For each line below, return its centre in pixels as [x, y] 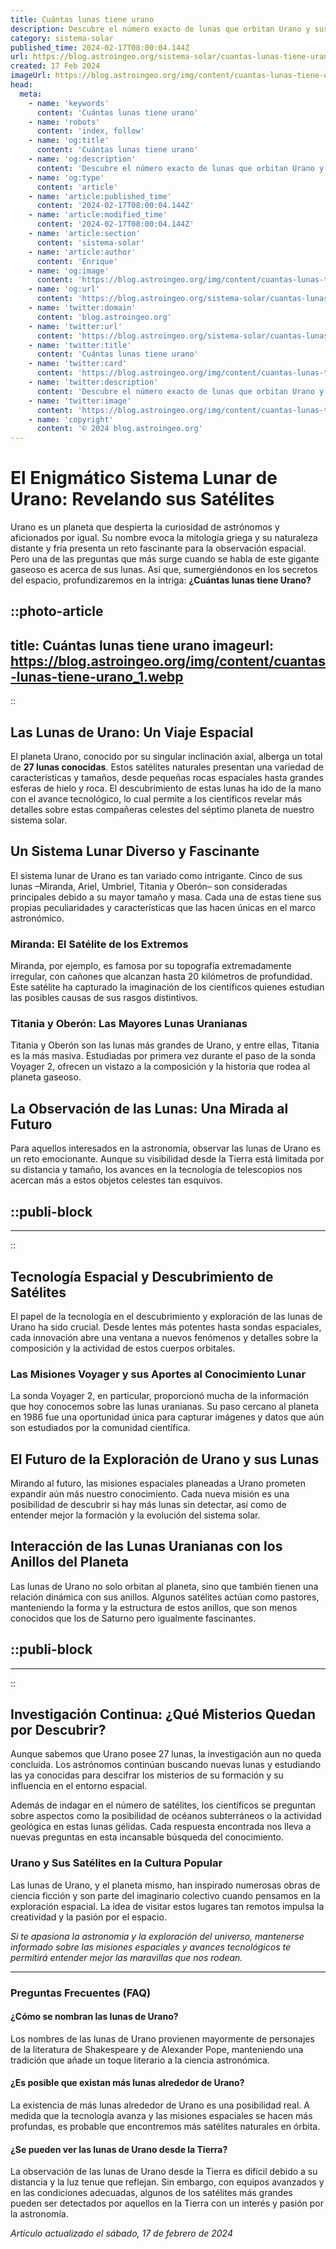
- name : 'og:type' [66, 177]
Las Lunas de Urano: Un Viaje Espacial [132, 732]
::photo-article [57, 611]
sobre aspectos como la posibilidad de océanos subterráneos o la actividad [166, 1816]
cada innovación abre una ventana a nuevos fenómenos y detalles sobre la [164, 1337]
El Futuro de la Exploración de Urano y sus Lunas [165, 1459]
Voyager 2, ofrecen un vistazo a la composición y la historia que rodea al [160, 1067]
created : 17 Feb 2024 [55, 66]
